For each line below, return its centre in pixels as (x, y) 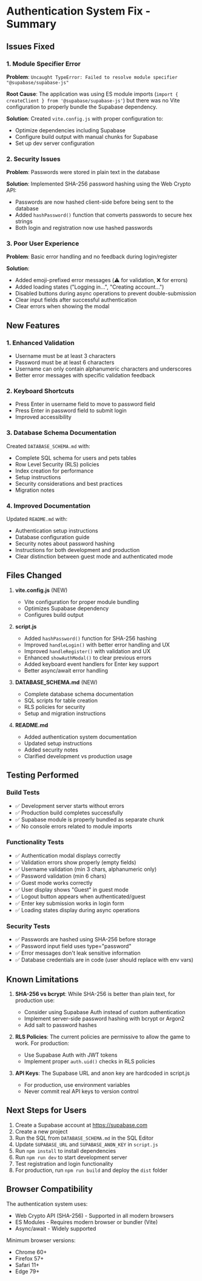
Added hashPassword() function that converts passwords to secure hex (103, 215)
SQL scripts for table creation (61, 700)
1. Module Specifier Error (43, 64)
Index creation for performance (54, 471)
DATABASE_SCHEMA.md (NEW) (56, 682)
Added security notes (51, 750)
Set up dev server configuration (55, 143)
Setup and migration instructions (65, 713)
